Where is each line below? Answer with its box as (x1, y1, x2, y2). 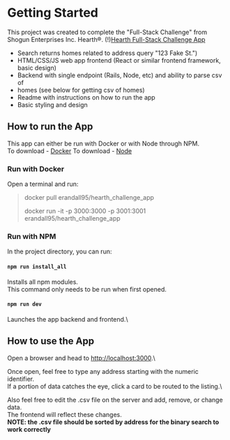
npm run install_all (7, 263, 68, 270)
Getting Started (7, 5, 99, 21)
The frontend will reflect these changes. (7, 410, 122, 418)
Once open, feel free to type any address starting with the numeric (7, 367, 199, 375)
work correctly (7, 425, 51, 433)
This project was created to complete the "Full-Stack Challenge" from (7, 28, 208, 36)
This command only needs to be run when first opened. (7, 285, 167, 293)
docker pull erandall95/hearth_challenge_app (24, 194, 155, 202)
